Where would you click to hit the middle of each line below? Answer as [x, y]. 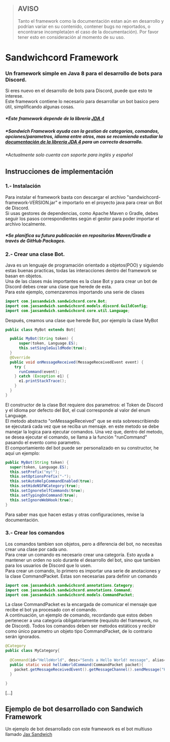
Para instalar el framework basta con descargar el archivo [66, 197]
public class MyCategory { [32, 651]
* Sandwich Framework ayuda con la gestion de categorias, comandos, [82, 131]
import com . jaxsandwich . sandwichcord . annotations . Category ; [70, 585]
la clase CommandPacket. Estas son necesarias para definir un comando [81, 576]
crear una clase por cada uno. [37, 549]
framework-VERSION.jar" [31, 202]
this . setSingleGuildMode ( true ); [53, 348]
